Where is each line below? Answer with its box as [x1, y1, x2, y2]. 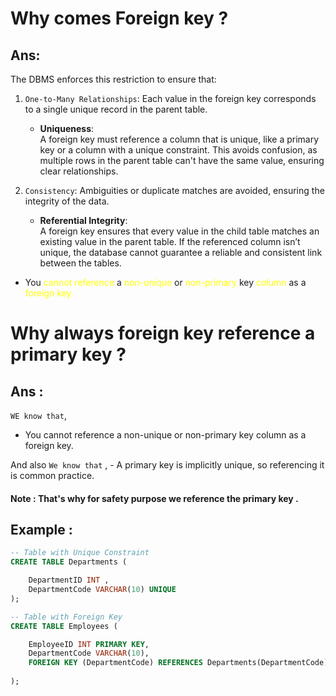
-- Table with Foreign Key [10, 612, 123, 622]
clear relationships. [39, 165, 119, 177]
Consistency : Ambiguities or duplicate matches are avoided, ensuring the [24, 185, 325, 196]
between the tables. [39, 257, 122, 269]
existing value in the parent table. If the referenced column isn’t [39, 236, 301, 247]
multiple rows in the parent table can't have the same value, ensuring [39, 155, 325, 166]
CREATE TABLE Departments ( [10, 557, 128, 567]
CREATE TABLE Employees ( [10, 621, 118, 631]
